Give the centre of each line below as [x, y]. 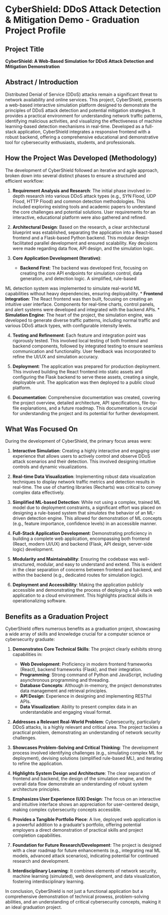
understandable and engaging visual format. [66, 712]
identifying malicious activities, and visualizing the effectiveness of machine [83, 121]
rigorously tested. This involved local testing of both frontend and [80, 340]
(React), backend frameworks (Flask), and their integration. [81, 670]
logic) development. [33, 549]
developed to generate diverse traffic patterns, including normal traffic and [82, 320]
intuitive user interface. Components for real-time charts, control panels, [80, 304]
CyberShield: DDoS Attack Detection [83, 9]
